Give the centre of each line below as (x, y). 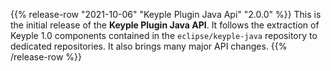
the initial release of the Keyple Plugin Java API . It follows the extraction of (165, 25)
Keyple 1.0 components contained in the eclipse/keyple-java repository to (164, 35)
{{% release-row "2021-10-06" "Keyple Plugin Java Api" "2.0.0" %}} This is (166, 14)
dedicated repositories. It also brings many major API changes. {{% (149, 46)
